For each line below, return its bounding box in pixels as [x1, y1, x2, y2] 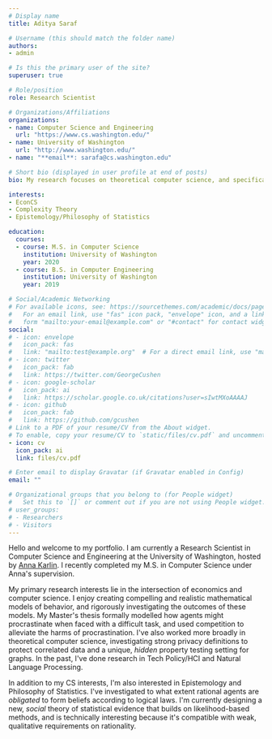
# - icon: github [8, 401, 67, 409]
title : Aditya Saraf [8, 19, 79, 28]
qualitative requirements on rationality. [8, 721, 136, 731]
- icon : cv [8, 439, 45, 447]
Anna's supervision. [8, 569, 75, 579]
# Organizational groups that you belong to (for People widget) [8, 491, 233, 499]
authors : [8, 41, 38, 50]
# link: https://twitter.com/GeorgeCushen [8, 370, 161, 378]
